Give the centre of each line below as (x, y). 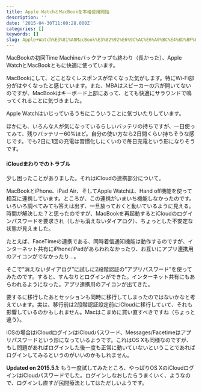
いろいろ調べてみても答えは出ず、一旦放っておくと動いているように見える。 (100, 206)
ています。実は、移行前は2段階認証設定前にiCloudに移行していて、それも (102, 305)
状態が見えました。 (30, 229)
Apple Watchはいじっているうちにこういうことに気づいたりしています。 (95, 113)
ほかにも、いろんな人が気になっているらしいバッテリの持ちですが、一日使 (98, 126)
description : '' (26, 17)
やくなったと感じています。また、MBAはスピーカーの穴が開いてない (106, 86)
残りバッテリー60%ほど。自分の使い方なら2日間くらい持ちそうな (108, 134)
